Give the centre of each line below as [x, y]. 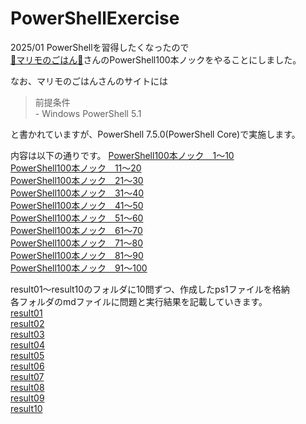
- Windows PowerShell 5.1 [88, 113]
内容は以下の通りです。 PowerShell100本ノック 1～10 [122, 155]
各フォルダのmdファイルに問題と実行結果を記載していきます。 [139, 301]
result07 [27, 376]
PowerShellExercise [95, 18]
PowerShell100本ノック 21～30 [77, 180]
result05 [27, 355]
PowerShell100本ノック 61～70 [76, 230]
